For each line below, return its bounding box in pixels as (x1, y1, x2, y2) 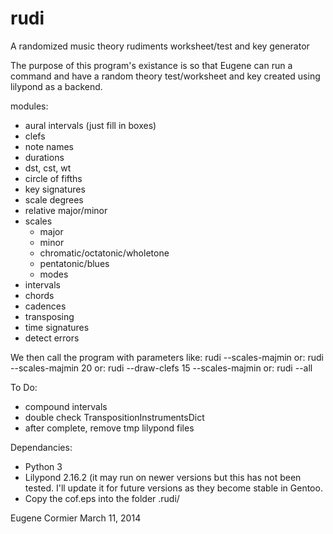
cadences (24, 300, 67, 312)
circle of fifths (24, 172, 83, 184)
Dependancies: (10, 441, 73, 453)
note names (24, 140, 74, 152)
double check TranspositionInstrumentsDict (24, 411, 205, 423)
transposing (24, 310, 75, 322)
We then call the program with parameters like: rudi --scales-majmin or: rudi (10, 351, 324, 363)
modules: (10, 100, 49, 112)
